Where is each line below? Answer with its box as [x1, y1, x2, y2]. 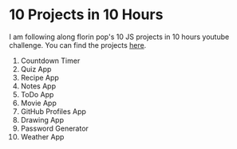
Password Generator [20, 124, 89, 133]
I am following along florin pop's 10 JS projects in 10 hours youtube [9, 32, 230, 41]
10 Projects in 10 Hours [9, 6, 164, 24]
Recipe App [20, 73, 59, 82]
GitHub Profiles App [20, 106, 87, 116]
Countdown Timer [20, 56, 81, 65]
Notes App [20, 81, 57, 91]
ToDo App [20, 89, 54, 99]
